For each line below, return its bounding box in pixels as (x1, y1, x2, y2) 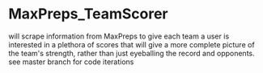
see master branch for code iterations (8, 57, 134, 67)
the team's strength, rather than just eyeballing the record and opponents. (8, 48, 255, 58)
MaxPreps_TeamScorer (8, 5, 168, 23)
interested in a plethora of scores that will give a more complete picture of (8, 39, 255, 49)
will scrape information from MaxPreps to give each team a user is (8, 31, 230, 41)
